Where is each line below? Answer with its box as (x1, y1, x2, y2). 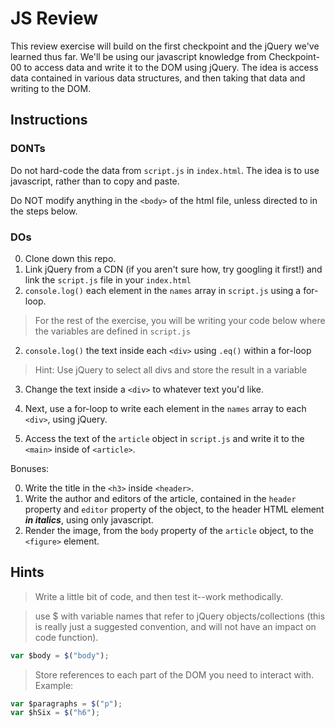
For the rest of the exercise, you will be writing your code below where (34, 314, 326, 326)
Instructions (10, 112, 88, 129)
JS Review (10, 7, 99, 30)
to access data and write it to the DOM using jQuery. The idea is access (23, 61, 319, 73)
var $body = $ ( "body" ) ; (10, 650, 110, 661)
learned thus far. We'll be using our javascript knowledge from (10, 50, 267, 62)
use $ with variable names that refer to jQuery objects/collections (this (34, 610, 326, 622)
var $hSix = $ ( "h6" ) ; (10, 708, 101, 718)
